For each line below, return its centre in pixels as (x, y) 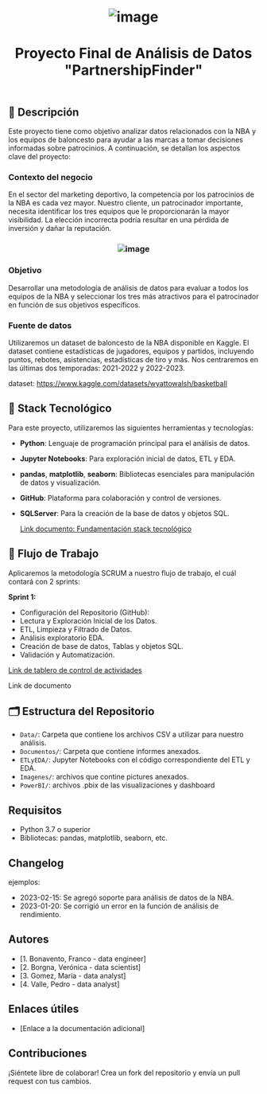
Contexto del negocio (50, 178)
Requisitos (35, 810)
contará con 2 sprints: (44, 581)
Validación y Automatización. (67, 654)
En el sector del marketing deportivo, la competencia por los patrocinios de (131, 194)
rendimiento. (41, 915)
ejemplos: (24, 882)
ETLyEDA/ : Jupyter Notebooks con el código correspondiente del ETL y (135, 760)
